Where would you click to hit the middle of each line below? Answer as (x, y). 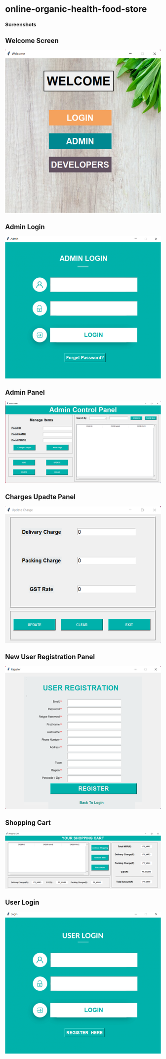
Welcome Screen (32, 41)
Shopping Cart (28, 823)
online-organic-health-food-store (76, 9)
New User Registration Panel (50, 657)
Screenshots (21, 25)
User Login (22, 903)
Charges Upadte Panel (40, 497)
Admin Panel (25, 392)
